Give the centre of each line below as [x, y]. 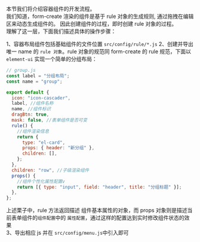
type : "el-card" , [44, 143]
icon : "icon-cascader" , [41, 98]
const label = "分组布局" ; [38, 76]
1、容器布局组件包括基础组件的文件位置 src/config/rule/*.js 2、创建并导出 [100, 44]
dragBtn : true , [30, 115]
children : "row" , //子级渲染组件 [50, 170]
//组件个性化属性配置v [41, 181]
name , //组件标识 [31, 109]
